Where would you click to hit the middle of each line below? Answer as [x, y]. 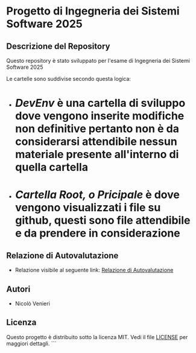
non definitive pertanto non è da [97, 129]
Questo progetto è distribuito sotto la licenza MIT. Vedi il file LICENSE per [97, 337]
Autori [18, 289]
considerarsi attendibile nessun [96, 142]
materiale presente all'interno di [97, 154]
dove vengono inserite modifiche [100, 116]
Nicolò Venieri [32, 304]
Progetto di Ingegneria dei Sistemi [93, 11]
